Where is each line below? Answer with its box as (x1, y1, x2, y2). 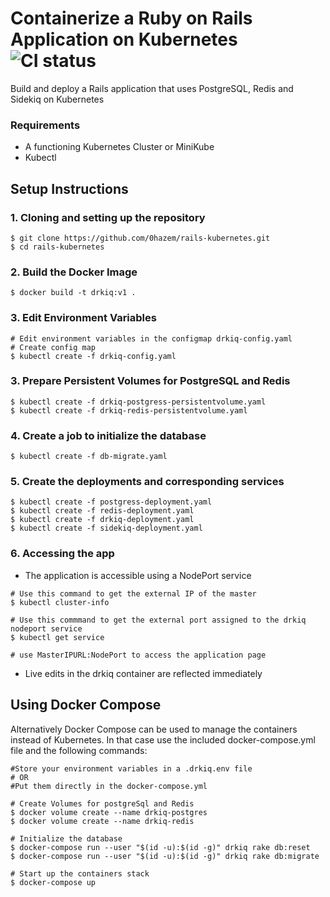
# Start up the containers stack (10, 868, 150, 879)
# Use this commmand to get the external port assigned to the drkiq (10, 615, 307, 625)
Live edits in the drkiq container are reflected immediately (24, 667, 263, 679)
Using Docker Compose (10, 697, 162, 714)
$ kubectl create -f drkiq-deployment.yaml (10, 515, 195, 525)
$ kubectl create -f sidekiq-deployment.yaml (10, 523, 203, 534)
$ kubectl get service (10, 632, 105, 642)
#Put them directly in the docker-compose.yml (10, 781, 208, 791)
